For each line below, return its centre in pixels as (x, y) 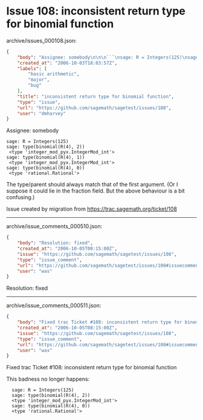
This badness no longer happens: (48, 379)
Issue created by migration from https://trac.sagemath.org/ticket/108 (92, 209)
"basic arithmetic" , (54, 74)
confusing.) (21, 197)
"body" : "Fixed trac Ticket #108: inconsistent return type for (100, 322)
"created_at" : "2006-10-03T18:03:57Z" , (67, 63)
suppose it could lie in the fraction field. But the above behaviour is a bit (96, 191)
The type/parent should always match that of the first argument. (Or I (92, 185)
